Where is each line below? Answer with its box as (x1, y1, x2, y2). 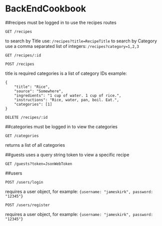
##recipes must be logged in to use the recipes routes (5, 19, 117, 25)
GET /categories (5, 133, 39, 138)
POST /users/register (5, 203, 50, 208)
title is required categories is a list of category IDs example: (5, 70, 127, 76)
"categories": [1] (14, 102, 52, 107)
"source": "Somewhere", (14, 88, 64, 94)
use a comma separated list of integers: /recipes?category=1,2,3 (5, 43, 140, 49)
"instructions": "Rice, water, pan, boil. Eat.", (14, 97, 120, 102)
